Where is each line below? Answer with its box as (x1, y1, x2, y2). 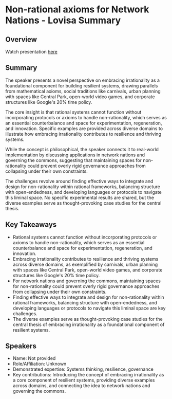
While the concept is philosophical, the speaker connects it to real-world (5, 146, 159, 152)
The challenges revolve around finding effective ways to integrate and (5, 178, 154, 184)
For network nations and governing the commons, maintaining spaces (12, 278, 161, 284)
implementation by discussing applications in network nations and (5, 152, 145, 158)
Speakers (5, 342, 37, 351)
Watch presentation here (5, 49, 58, 55)
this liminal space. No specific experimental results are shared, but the (5, 194, 154, 201)
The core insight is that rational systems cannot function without (5, 109, 142, 115)
